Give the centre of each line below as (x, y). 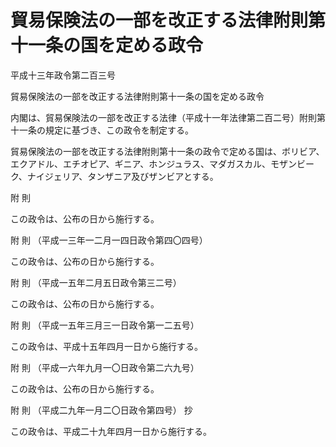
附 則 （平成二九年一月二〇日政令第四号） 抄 (101, 410)
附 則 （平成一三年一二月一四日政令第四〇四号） (109, 240)
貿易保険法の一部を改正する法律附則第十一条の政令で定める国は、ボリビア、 (167, 151)
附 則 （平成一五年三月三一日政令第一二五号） (105, 325)
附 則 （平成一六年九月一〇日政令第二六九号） (105, 367)
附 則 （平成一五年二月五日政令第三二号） (96, 282)
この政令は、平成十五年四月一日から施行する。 (106, 346)
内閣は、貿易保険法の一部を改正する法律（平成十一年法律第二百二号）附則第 (168, 117)
